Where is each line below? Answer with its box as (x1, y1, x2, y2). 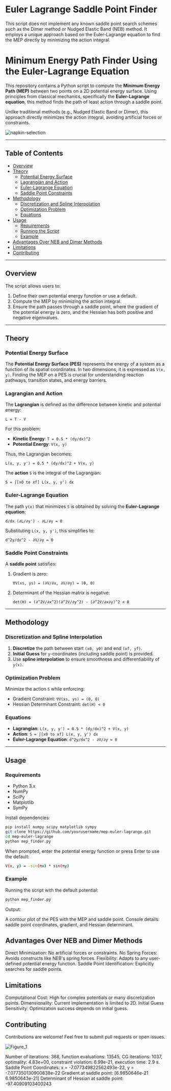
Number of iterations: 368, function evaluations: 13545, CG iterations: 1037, (5, 1054, 163, 1060)
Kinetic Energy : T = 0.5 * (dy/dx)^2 (12, 436, 91, 442)
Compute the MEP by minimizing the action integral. (12, 298, 122, 304)
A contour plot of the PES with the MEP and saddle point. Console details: (5, 916, 160, 922)
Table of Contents (5, 149, 64, 158)
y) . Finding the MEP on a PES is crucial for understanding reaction (5, 372, 144, 378)
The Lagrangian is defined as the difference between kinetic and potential (5, 401, 161, 407)
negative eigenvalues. (12, 314, 59, 321)
